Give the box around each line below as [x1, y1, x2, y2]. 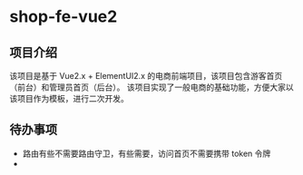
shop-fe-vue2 [9, 6, 118, 27]
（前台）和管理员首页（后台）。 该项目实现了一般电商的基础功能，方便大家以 [9, 82, 294, 92]
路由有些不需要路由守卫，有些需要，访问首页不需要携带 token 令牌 [22, 148, 271, 159]
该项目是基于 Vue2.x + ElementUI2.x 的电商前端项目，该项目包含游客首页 [9, 71, 283, 81]
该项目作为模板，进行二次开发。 [9, 93, 129, 103]
